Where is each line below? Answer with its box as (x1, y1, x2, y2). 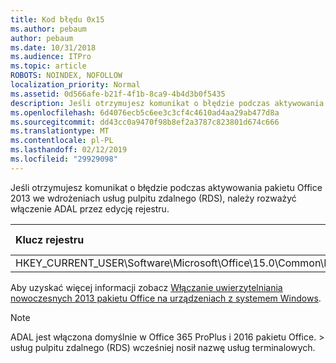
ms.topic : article (10, 61, 87, 71)
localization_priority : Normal (10, 80, 141, 90)
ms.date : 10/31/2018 (10, 42, 97, 53)
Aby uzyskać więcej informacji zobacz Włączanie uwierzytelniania (10, 281, 283, 293)
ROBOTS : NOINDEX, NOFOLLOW (10, 71, 123, 81)
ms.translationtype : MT (10, 126, 110, 136)
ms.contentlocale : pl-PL (10, 136, 114, 146)
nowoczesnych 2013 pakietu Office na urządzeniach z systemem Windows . (10, 292, 322, 304)
